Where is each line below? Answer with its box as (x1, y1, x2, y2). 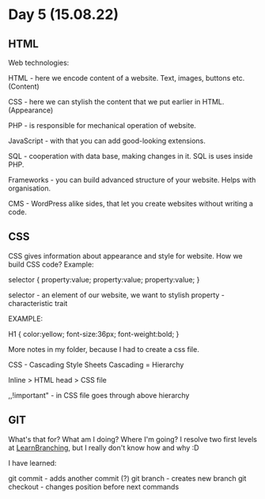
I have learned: (8, 458, 57, 467)
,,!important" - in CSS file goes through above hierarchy (8, 390, 190, 400)
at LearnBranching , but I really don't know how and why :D (8, 443, 199, 452)
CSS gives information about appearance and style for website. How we (8, 251, 243, 260)
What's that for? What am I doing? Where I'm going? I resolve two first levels (8, 434, 257, 444)
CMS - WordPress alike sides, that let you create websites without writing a (8, 199, 253, 208)
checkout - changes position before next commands (8, 482, 180, 491)
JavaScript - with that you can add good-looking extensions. (8, 136, 206, 146)
